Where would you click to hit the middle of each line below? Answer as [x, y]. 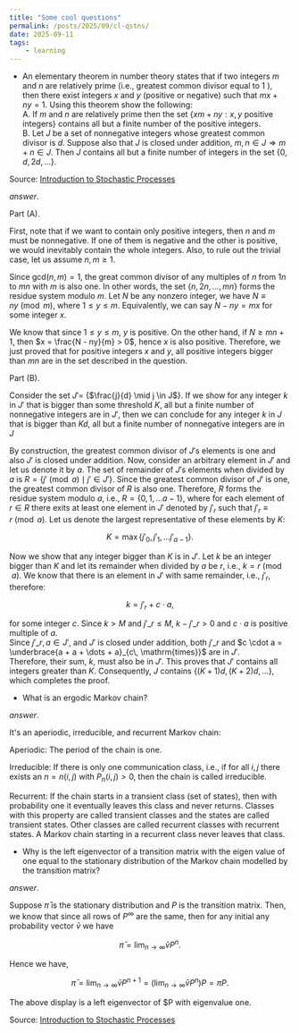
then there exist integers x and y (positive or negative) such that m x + [150, 96]
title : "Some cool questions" [66, 17]
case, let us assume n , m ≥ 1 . [62, 259]
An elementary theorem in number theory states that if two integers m [150, 76]
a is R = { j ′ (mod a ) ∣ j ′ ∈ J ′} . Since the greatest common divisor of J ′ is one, [149, 479]
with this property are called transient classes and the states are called [139, 816]
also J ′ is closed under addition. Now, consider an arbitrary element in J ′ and [150, 461]
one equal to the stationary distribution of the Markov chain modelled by [155, 861]
